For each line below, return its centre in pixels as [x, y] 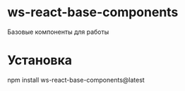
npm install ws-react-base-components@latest [76, 80]
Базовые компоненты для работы [58, 32]
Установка [40, 60]
